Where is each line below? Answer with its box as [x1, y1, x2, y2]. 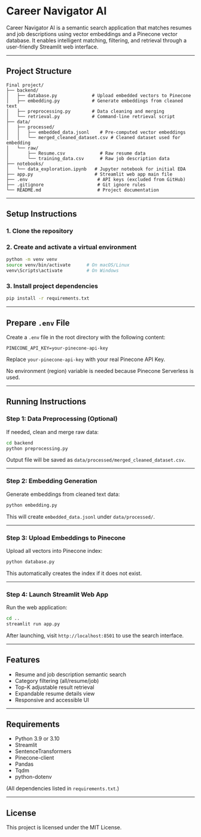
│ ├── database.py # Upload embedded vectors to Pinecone [6, 92, 191, 98]
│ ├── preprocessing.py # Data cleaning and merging [6, 108, 165, 115]
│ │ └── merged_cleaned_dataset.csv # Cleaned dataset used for [6, 134, 181, 140]
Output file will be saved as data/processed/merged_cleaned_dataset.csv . [6, 456, 186, 463]
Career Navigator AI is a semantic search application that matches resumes [6, 24, 192, 31]
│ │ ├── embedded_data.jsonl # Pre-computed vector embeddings [6, 129, 186, 136]
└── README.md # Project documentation [6, 187, 160, 193]
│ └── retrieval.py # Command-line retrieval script [6, 113, 175, 119]
